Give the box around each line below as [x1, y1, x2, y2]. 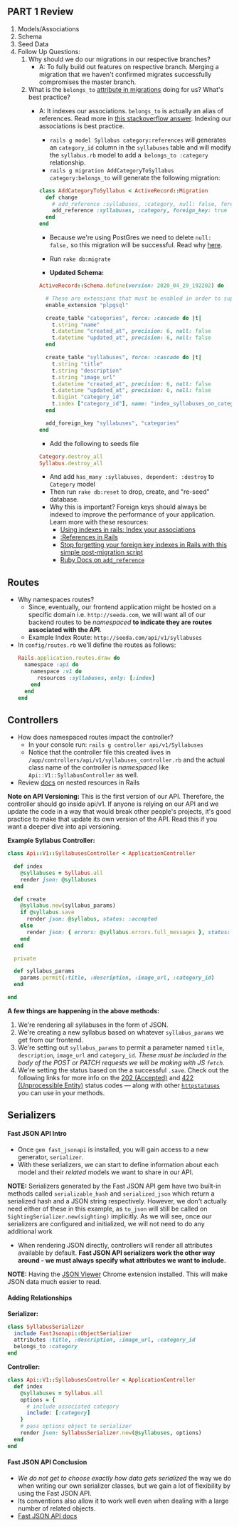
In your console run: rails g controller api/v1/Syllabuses [28, 740, 204, 749]
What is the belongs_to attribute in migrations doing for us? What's [28, 85, 224, 93]
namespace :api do [24, 661, 79, 668]
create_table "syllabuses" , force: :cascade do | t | [45, 354, 202, 361]
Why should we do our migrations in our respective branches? [28, 55, 211, 63]
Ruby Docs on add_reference [60, 556, 144, 564]
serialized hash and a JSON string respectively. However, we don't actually [7, 1196, 228, 1205]
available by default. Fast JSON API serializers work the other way [17, 1248, 216, 1257]
